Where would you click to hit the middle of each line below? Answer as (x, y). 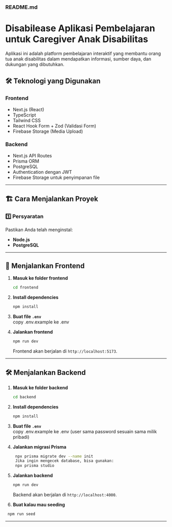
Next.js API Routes (32, 155)
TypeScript (24, 115)
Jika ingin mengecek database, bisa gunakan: (64, 461)
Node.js (21, 239)
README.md (21, 7)
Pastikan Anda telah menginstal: (39, 230)
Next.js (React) (28, 109)
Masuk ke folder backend (40, 388)
